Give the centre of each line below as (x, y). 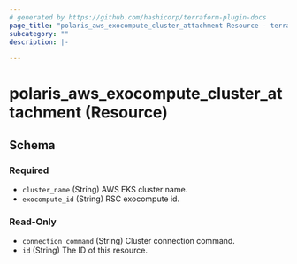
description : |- (39, 42)
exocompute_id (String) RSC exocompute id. (100, 199)
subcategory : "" (39, 34)
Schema (32, 145)
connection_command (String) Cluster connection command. (129, 241)
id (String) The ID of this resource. (85, 250)
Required (29, 170)
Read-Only (33, 222)
